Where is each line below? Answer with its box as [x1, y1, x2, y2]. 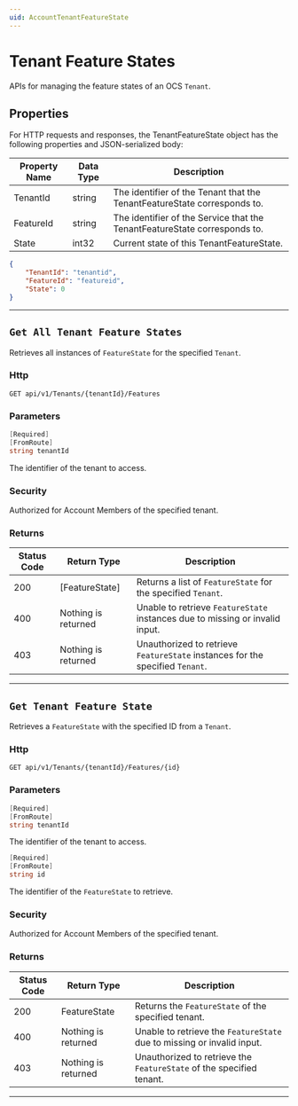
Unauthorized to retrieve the [134, 1050, 253, 1063]
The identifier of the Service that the [113, 212, 264, 224]
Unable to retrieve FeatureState [136, 601, 268, 614]
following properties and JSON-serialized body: [9, 139, 184, 150]
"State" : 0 [25, 285, 66, 294]
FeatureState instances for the [136, 649, 264, 662]
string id [9, 870, 46, 879]
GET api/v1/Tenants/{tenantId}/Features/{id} [9, 764, 180, 773]
